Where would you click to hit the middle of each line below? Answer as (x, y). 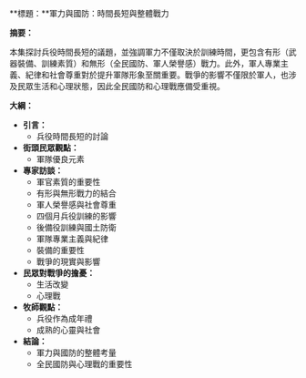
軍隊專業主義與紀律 (72, 239)
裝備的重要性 (60, 250)
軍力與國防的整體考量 (76, 352)
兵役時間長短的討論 (72, 136)
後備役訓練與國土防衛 (76, 227)
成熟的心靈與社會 (68, 330)
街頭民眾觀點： (51, 148)
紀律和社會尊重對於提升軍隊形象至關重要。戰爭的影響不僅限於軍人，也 (157, 75)
